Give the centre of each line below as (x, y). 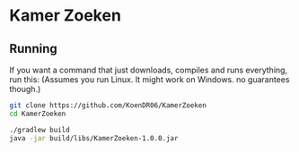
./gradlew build (40, 130)
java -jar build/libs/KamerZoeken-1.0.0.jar (94, 138)
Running (34, 49)
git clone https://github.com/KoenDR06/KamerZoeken (108, 106)
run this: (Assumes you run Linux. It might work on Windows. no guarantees (149, 80)
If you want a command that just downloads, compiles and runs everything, (149, 70)
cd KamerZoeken (38, 114)
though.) (25, 89)
